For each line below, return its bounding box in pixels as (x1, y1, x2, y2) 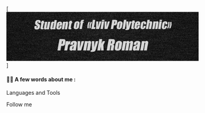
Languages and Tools (6, 89, 61, 97)
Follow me (6, 101, 32, 108)
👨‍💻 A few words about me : (6, 75, 76, 83)
